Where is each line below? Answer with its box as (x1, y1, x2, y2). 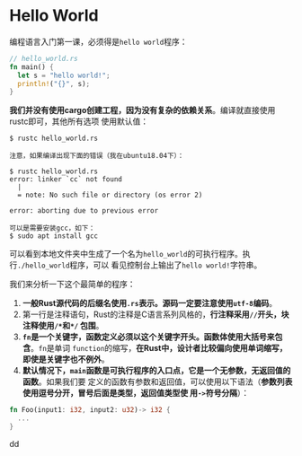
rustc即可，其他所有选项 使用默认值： (9, 116, 149, 127)
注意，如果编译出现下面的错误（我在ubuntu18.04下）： (9, 152, 184, 161)
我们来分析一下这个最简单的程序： (9, 279, 136, 290)
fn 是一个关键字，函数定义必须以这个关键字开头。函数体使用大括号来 (22, 331, 276, 342)
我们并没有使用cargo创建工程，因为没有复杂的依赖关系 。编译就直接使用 (9, 105, 276, 116)
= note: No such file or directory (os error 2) (17, 190, 203, 200)
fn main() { (9, 62, 54, 72)
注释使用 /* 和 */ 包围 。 (22, 320, 104, 331)
